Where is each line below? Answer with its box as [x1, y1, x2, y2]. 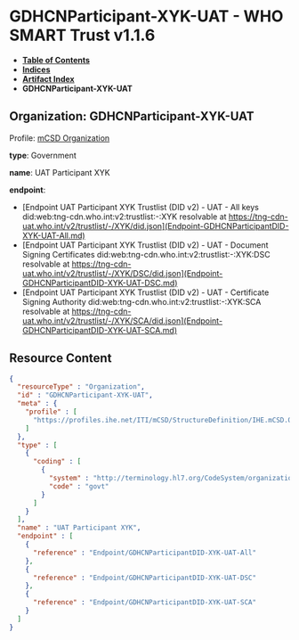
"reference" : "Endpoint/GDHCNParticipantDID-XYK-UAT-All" [32, 548, 256, 557]
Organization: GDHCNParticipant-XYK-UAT [9, 109, 255, 124]
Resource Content [9, 350, 112, 366]
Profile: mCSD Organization [9, 132, 110, 144]
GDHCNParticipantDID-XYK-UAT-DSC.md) [21, 277, 178, 288]
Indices [21, 64, 51, 75]
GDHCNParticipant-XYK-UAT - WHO [9, 6, 284, 27]
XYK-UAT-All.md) [21, 230, 86, 241]
